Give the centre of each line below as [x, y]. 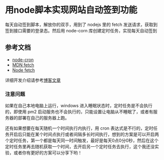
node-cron [23, 60]
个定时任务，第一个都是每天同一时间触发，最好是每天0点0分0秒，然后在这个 [82, 140]
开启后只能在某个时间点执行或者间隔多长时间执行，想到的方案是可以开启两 [84, 135]
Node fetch [23, 70]
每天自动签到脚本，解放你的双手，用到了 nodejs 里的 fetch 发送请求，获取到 [81, 24]
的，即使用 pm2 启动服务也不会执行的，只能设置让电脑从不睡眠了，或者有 [79, 112]
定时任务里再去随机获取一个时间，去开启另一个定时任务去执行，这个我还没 [80, 147]
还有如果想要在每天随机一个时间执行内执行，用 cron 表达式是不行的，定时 [79, 128]
